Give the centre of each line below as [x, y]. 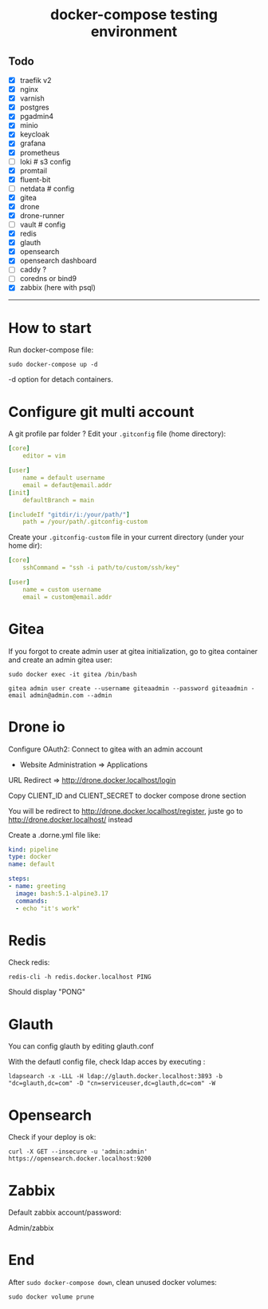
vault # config [43, 224]
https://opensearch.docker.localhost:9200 [80, 1159]
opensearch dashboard [58, 260]
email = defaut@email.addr [67, 485]
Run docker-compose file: [51, 350]
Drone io [37, 726]
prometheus [39, 153]
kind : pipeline [33, 849]
